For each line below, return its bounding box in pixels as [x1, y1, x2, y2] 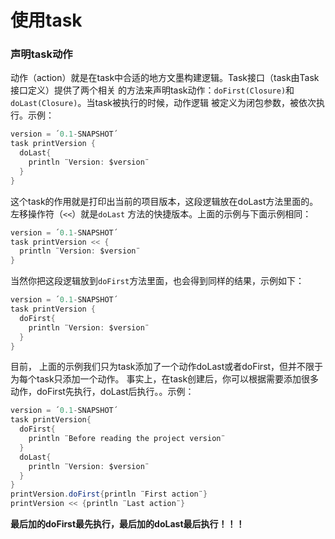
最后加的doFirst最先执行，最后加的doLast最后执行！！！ [10, 518, 245, 530]
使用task [10, 9, 83, 32]
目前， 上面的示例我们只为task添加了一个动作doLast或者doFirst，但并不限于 [10, 361, 324, 373]
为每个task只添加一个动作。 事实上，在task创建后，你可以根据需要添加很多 [10, 373, 320, 385]
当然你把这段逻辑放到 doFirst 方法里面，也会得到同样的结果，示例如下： [10, 275, 305, 287]
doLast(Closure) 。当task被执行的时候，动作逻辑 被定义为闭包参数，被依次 [10, 97, 317, 109]
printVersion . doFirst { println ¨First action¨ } [10, 489, 208, 500]
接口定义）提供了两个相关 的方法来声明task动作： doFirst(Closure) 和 [10, 84, 295, 96]
